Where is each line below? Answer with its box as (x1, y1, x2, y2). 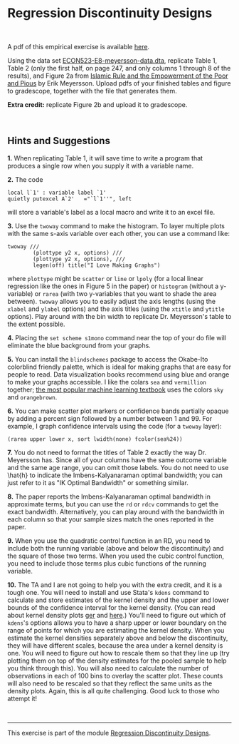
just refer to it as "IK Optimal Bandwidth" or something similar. (7, 478, 188, 486)
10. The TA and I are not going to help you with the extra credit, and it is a (7, 580, 223, 589)
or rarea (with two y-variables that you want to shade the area (34, 289, 217, 297)
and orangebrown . (7, 392, 58, 401)
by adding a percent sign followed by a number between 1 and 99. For (7, 414, 212, 422)
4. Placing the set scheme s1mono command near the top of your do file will (7, 333, 226, 342)
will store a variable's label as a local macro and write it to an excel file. (7, 208, 216, 216)
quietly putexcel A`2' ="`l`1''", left (7, 195, 132, 203)
